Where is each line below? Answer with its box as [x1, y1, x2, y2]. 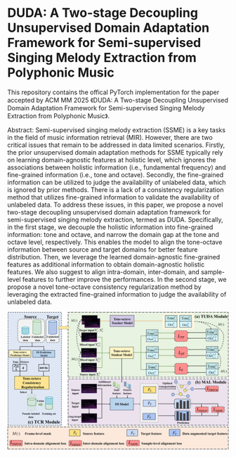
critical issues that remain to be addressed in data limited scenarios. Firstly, [7, 141, 225, 149]
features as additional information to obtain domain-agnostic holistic [7, 260, 205, 269]
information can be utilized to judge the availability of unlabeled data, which [7, 178, 226, 186]
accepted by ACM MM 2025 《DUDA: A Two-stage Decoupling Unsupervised [7, 96, 228, 104]
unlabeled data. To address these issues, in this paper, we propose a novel [7, 200, 223, 209]
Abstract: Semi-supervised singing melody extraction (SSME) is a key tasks [7, 125, 226, 134]
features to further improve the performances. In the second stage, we [22, 275, 227, 283]
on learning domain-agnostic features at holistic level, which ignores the [7, 155, 216, 164]
